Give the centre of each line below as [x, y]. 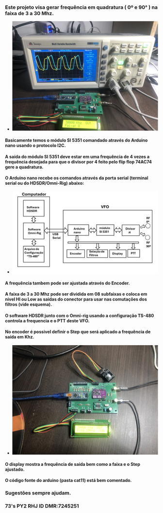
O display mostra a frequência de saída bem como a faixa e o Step [73, 464]
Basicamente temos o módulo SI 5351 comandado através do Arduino [76, 141]
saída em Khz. [20, 337]
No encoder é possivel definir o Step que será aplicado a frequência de [78, 332]
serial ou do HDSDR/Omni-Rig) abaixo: [44, 183]
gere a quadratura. [24, 167]
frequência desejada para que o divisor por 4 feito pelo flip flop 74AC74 [78, 161]
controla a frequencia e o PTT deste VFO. [47, 320]
